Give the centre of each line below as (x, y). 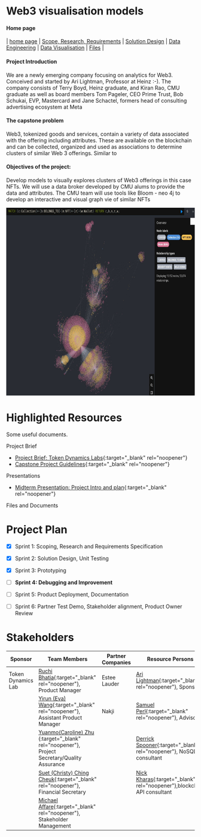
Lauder (110, 684)
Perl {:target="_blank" (162, 711)
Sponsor (21, 659)
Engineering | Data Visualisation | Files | (55, 48)
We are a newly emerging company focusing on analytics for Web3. (90, 75)
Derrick (145, 739)
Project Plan (37, 530)
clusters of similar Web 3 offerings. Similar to (62, 153)
